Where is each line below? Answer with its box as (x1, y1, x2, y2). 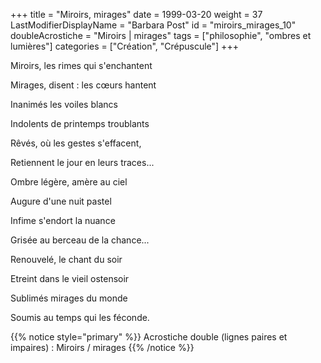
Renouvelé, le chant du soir (10, 254, 123, 265)
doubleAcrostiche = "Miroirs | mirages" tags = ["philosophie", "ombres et (10, 30, 312, 41)
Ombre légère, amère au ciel (10, 176, 128, 188)
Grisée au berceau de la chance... (10, 234, 150, 246)
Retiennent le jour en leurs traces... (10, 157, 155, 168)
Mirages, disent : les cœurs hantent (10, 79, 157, 91)
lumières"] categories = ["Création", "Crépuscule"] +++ (10, 40, 239, 52)
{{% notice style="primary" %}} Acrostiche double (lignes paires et (10, 331, 288, 343)
